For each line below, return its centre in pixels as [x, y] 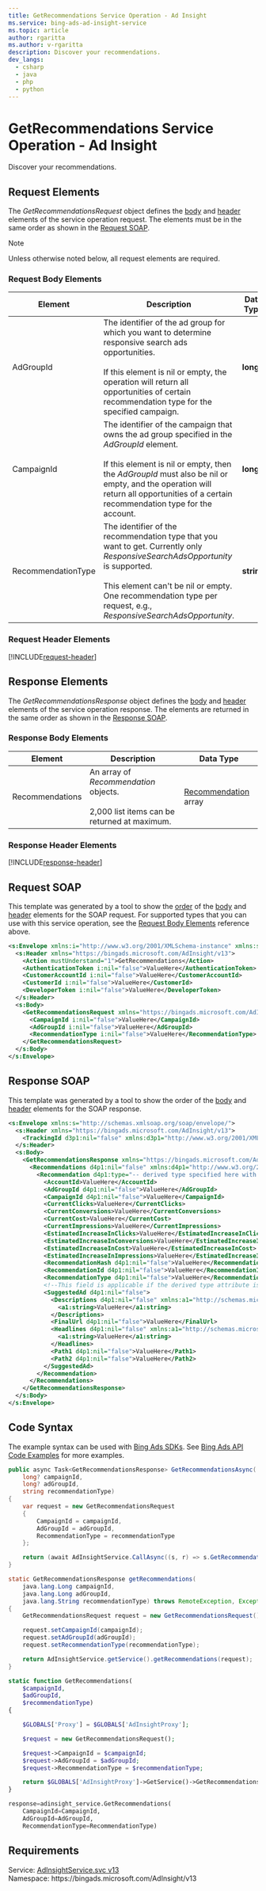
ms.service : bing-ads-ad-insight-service [78, 23]
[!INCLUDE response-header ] [55, 862]
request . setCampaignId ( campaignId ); [83, 1630]
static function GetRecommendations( [70, 1681]
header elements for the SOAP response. [75, 1109]
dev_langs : [26, 60]
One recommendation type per [160, 596]
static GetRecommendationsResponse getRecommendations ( [102, 1579]
